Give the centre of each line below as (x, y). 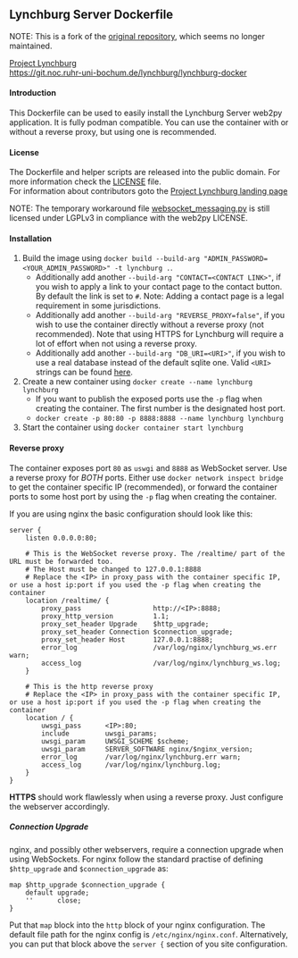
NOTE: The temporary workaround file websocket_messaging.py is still (140, 208)
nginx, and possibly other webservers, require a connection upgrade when (146, 849)
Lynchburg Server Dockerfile (91, 15)
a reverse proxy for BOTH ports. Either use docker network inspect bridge (146, 477)
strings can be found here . (84, 372)
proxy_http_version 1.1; (105, 616)
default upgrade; (58, 893)
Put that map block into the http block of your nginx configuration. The (137, 925)
